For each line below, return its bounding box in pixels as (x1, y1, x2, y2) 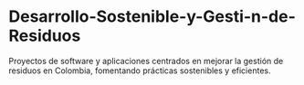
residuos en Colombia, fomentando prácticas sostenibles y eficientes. (8, 65, 271, 76)
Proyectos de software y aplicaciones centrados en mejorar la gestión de (8, 55, 284, 66)
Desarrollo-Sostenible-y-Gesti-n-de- (8, 6, 296, 27)
